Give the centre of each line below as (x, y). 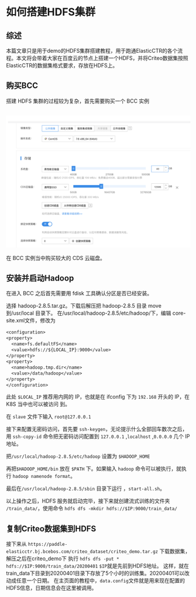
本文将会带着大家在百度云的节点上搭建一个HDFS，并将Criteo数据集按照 (102, 58)
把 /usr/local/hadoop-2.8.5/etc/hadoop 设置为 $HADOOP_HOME (78, 456)
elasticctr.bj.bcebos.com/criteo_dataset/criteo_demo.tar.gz (82, 552)
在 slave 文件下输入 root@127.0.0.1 (49, 417)
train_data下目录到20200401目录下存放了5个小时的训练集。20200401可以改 (98, 574)
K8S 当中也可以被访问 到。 (38, 404)
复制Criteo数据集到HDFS (51, 529)
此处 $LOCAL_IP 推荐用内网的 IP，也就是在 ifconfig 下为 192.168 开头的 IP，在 (98, 397)
